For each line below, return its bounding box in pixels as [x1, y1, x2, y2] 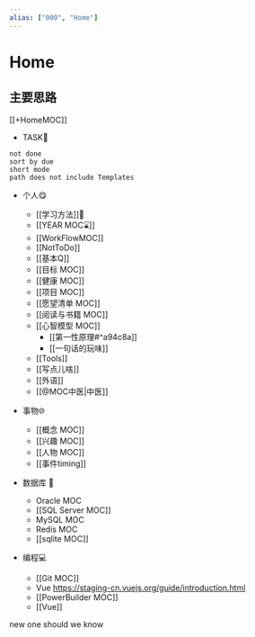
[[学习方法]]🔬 [35, 209, 85, 220]
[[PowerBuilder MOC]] [35, 591, 119, 603]
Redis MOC [35, 524, 78, 534]
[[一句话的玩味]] [48, 343, 109, 354]
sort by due [9, 157, 54, 166]
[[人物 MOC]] [35, 446, 85, 457]
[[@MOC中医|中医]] [35, 386, 109, 397]
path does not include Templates [9, 173, 135, 182]
